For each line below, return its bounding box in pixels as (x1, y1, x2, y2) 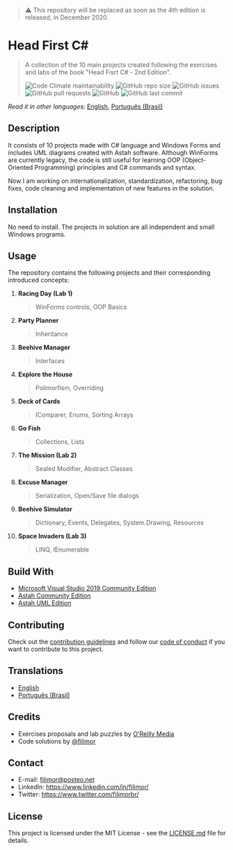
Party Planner (17, 316, 59, 325)
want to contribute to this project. (8, 645, 104, 653)
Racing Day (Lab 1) (17, 289, 73, 298)
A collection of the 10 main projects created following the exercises (24, 61, 218, 69)
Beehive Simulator (17, 505, 72, 513)
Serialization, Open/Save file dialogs (35, 492, 140, 500)
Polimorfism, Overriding (35, 384, 104, 392)
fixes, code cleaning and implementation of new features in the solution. (8, 184, 215, 192)
